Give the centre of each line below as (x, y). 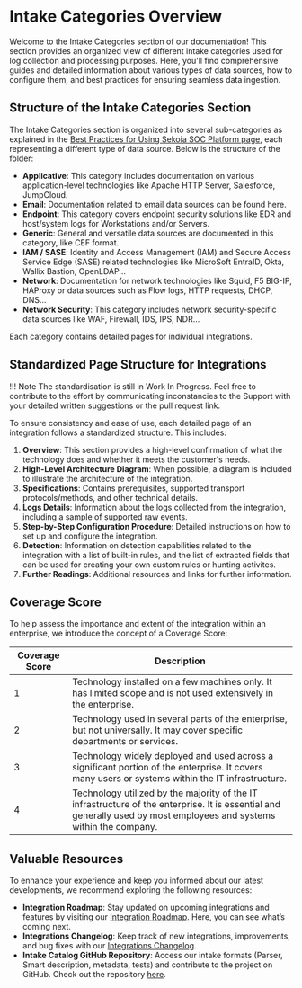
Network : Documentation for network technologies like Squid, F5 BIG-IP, (157, 280)
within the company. (115, 827)
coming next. (47, 927)
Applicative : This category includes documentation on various (138, 175)
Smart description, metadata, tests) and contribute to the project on (147, 965)
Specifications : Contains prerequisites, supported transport (133, 488)
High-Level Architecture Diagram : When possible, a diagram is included (157, 468)
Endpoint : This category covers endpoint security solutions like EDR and (157, 214)
